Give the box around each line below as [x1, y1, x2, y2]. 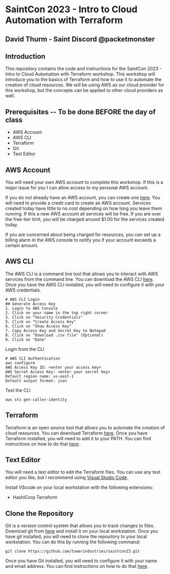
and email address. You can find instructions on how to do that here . [5, 563, 149, 569]
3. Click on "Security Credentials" [5, 315, 83, 320]
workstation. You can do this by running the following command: [5, 539, 140, 545]
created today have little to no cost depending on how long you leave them [5, 205, 162, 211]
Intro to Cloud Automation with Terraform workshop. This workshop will [5, 71, 155, 77]
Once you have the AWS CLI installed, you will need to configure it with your [5, 281, 165, 288]
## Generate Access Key [5, 301, 56, 306]
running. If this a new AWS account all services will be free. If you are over [5, 211, 161, 217]
